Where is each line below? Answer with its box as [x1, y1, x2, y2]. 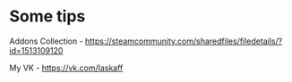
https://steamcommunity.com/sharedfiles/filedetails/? [84, 36, 283, 46]
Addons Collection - [9, 36, 83, 46]
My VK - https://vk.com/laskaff [9, 62, 124, 73]
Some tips [9, 6, 86, 27]
